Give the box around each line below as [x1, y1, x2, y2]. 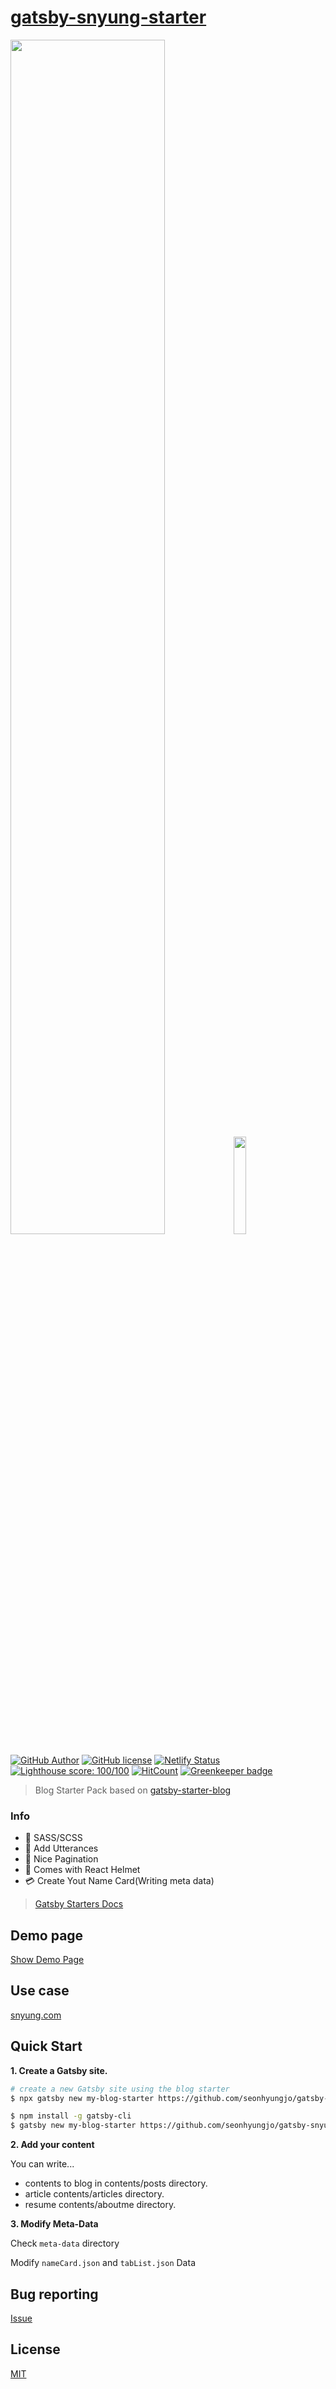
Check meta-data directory [10, 2237, 120, 2250]
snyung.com [10, 2009, 62, 2021]
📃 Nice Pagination [24, 1853, 99, 1865]
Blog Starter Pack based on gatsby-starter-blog [34, 1784, 232, 1796]
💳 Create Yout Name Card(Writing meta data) [24, 1875, 215, 1887]
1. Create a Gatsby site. [10, 2064, 108, 2076]
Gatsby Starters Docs [34, 1898, 124, 1910]
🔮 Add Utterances [24, 1842, 99, 1855]
